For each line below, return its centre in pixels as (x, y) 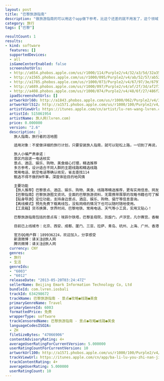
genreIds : (19, 267)
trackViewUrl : (24, 358)
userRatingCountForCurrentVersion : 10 (49, 348)
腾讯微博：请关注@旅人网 (35, 244)
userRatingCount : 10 (30, 371)
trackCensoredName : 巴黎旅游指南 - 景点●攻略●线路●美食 (62, 321)
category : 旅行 (20, 23)
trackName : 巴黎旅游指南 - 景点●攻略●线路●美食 (53, 298)
